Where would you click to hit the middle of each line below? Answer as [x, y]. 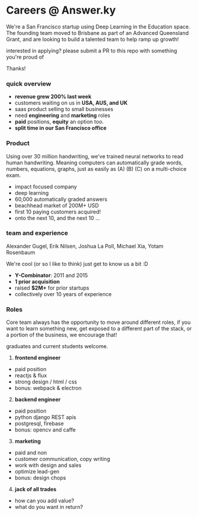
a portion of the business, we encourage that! [61, 335]
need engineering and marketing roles [62, 115]
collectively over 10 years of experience [63, 294]
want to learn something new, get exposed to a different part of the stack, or [99, 329]
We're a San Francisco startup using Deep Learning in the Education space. [98, 27]
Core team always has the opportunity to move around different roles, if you [98, 322]
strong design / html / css [46, 382]
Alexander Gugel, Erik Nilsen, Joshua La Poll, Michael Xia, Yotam [85, 246]
